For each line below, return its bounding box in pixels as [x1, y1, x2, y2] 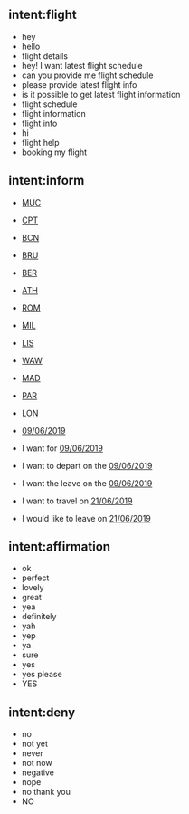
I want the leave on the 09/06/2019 [21, 477, 153, 488]
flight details [21, 50, 69, 62]
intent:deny [8, 704, 76, 720]
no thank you [21, 787, 71, 798]
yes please [21, 669, 62, 680]
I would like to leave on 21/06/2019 [21, 512, 151, 523]
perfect [21, 572, 50, 583]
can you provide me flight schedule [21, 70, 154, 81]
